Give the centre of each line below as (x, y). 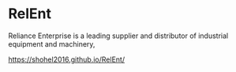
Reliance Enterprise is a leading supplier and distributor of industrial (118, 36)
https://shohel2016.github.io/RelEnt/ (66, 59)
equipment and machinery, (52, 44)
